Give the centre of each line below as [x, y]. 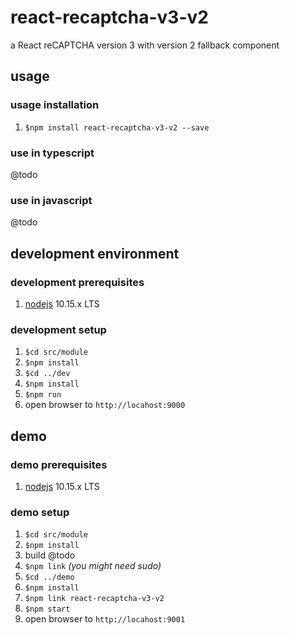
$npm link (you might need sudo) [93, 566]
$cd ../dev [47, 374]
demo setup [40, 512]
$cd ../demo [49, 577]
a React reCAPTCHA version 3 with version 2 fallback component [145, 45]
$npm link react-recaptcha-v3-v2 [94, 599]
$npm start [47, 609]
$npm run [43, 395]
